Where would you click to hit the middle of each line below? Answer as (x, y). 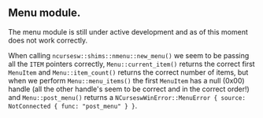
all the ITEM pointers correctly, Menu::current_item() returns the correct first (131, 64)
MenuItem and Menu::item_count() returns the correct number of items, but (128, 72)
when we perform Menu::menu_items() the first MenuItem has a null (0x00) (127, 80)
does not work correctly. (48, 40)
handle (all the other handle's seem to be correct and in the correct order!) (129, 89)
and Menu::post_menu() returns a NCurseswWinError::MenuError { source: (127, 97)
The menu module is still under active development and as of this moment (128, 31)
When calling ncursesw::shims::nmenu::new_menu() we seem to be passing (129, 55)
